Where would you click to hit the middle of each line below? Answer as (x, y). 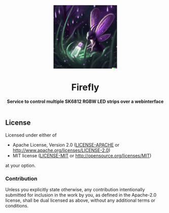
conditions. (17, 206)
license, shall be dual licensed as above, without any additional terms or (80, 200)
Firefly (85, 87)
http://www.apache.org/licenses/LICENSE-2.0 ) (61, 150)
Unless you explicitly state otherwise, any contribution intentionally (75, 190)
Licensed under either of (31, 135)
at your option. (21, 165)
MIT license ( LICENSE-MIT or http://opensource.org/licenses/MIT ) (82, 155)
